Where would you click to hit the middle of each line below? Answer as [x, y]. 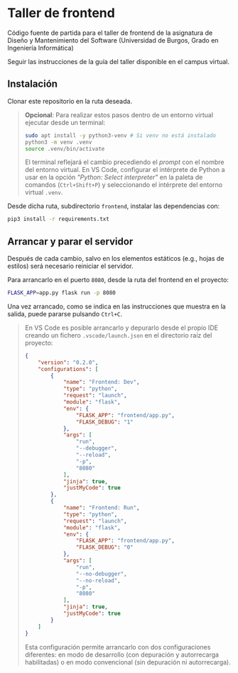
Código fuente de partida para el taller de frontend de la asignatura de [110, 33]
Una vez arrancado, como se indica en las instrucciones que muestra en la [117, 306]
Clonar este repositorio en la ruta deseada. [70, 101]
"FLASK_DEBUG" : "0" [104, 548]
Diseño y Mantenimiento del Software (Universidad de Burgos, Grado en [113, 40]
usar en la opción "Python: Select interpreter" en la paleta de [114, 177]
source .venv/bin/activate [65, 149]
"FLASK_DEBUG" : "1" [104, 422]
